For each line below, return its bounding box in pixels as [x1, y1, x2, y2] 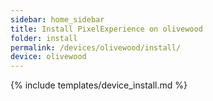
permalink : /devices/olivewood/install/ [10, 42, 182, 53]
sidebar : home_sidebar [10, 14, 105, 25]
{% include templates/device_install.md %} [10, 79, 188, 91]
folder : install [10, 33, 78, 43]
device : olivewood [10, 52, 87, 62]
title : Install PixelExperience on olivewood [10, 24, 203, 34]
